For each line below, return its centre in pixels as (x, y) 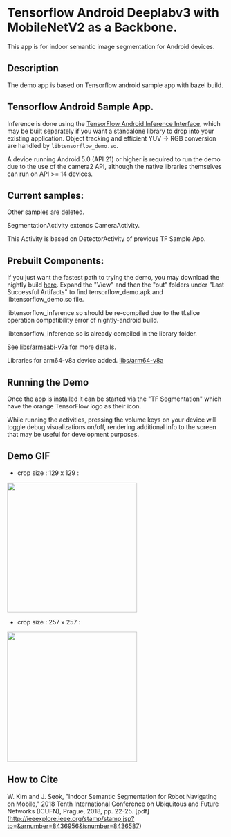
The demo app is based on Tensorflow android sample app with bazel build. (115, 85)
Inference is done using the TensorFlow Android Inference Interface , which (114, 123)
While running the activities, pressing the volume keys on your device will (112, 420)
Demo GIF (29, 456)
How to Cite (33, 780)
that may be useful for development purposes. (73, 434)
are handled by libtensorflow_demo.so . (63, 145)
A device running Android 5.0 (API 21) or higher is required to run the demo (114, 159)
